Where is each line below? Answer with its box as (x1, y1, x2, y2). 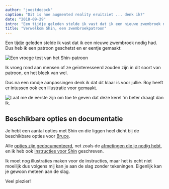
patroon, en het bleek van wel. (5, 70, 68, 76)
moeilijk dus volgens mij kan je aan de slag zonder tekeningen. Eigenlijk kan (5, 163, 162, 169)
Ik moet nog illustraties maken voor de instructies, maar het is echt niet (5, 157, 152, 163)
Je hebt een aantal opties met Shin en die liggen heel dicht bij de (5, 127, 139, 133)
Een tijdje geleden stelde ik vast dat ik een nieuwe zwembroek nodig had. (5, 40, 157, 46)
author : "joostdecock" (5, 7, 53, 13)
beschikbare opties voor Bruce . (5, 133, 70, 139)
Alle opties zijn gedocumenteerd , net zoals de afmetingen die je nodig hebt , (5, 142, 162, 148)
